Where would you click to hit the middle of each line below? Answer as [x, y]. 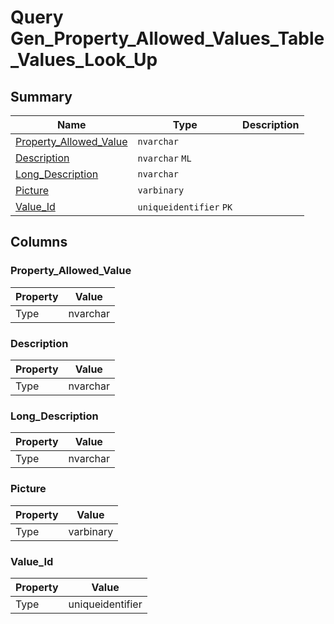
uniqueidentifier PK [185, 207]
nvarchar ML [164, 158]
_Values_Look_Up [84, 60]
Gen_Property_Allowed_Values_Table [167, 38]
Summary [41, 96]
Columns [39, 242]
